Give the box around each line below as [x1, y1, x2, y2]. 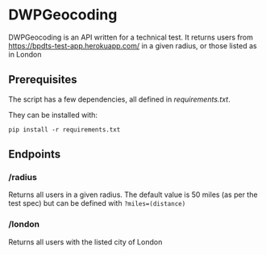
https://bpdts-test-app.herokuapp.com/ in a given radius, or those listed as [8, 40, 257, 50]
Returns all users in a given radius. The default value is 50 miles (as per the [8, 190, 258, 199]
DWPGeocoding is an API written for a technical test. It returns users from [8, 32, 254, 42]
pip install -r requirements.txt [8, 125, 121, 134]
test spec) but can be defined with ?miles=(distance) [8, 199, 186, 208]
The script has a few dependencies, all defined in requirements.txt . [8, 94, 231, 104]
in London [8, 49, 42, 59]
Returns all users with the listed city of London [8, 236, 163, 247]
